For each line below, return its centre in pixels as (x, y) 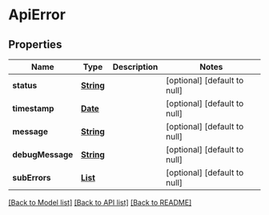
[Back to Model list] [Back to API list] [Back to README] (100, 203)
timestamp (33, 108)
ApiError (37, 15)
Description (135, 67)
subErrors (32, 178)
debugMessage (43, 154)
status (25, 85)
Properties (35, 45)
